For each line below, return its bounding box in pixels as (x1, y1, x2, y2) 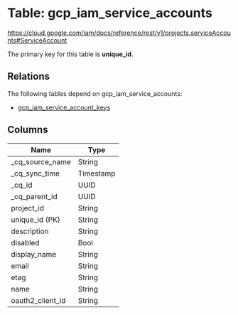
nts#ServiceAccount (7, 36, 67, 44)
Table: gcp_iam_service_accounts (7, 5, 213, 21)
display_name (11, 249, 57, 259)
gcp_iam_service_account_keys (17, 103, 111, 112)
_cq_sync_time (11, 169, 60, 178)
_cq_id (11, 180, 33, 190)
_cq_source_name (11, 156, 71, 166)
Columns (7, 124, 48, 136)
